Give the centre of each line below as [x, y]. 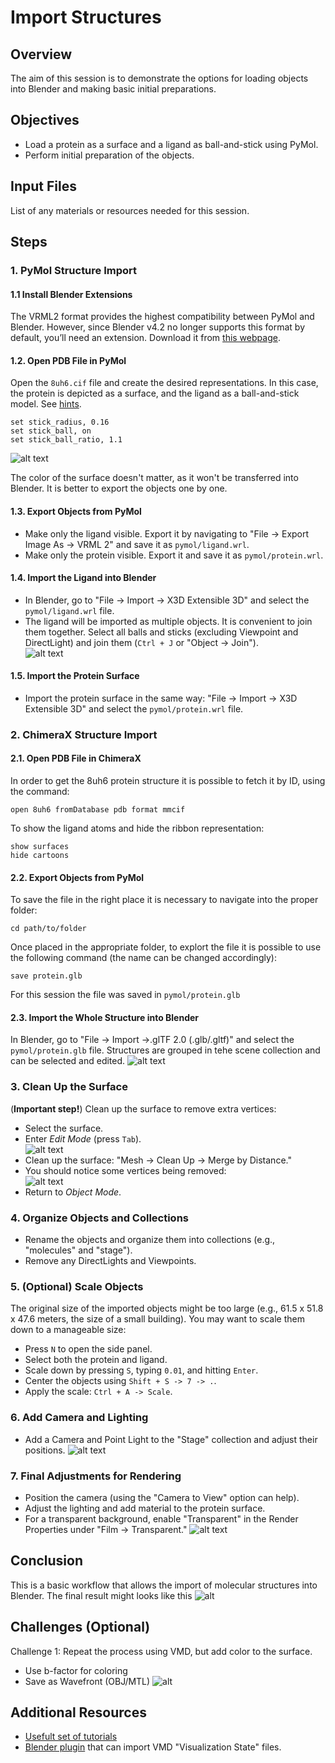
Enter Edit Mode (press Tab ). [83, 1138]
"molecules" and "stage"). [78, 1250]
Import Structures [86, 17]
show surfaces [40, 847]
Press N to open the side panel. [88, 1349]
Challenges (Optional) [80, 1627]
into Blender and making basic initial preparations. [113, 89]
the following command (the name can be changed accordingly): [143, 958]
